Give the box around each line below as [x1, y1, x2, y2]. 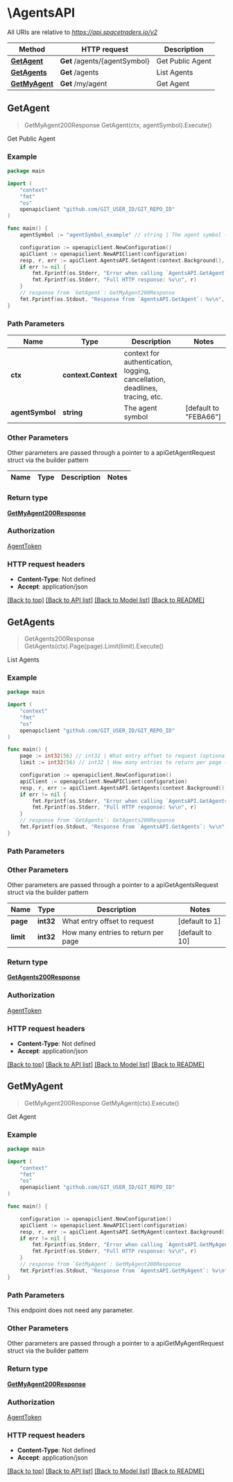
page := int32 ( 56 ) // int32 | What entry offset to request [19, 753, 197, 760]
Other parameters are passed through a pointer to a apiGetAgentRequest [7, 449, 216, 457]
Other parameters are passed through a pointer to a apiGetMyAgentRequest [7, 1339, 224, 1348]
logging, [123, 365, 150, 375]
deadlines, [123, 383, 158, 392]
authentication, [123, 357, 173, 367]
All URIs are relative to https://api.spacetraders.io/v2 [7, 28, 158, 36]
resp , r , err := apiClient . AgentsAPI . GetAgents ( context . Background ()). [19, 784, 231, 791]
